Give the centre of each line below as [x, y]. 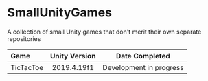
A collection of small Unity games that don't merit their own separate [104, 32]
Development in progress [143, 67]
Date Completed [143, 56]
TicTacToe [27, 67]
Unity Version [73, 56]
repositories [24, 38]
